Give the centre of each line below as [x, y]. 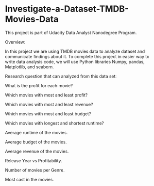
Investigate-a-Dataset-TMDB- [67, 9]
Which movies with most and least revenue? [49, 104]
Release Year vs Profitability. [34, 160]
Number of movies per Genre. [35, 170]
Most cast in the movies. [30, 179]
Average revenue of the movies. [37, 151]
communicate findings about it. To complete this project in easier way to [77, 56]
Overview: [15, 42]
